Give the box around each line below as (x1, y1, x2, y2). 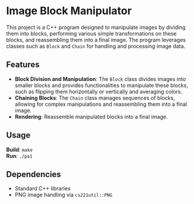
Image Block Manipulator (6, 4, 132, 18)
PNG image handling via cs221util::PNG (14, 191, 113, 199)
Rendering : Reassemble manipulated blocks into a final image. (14, 113, 168, 120)
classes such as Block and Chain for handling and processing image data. (6, 43, 186, 50)
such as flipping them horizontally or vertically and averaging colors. (14, 88, 183, 95)
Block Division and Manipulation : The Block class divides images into (14, 75, 186, 82)
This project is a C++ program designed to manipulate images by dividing (6, 24, 186, 31)
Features (6, 60, 40, 70)
